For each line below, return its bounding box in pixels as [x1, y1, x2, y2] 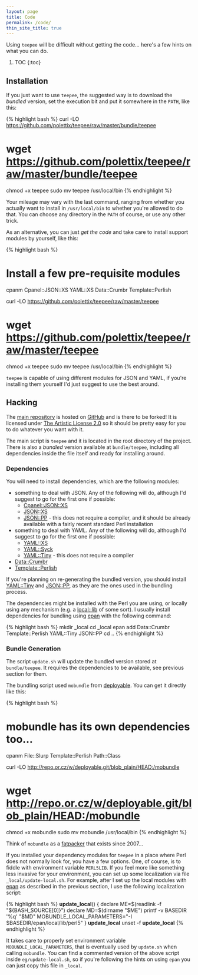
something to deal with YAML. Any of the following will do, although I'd [14, 527, 187, 534]
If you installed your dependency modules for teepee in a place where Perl [6, 852, 186, 859]
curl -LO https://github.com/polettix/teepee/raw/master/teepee [6, 298, 159, 305]
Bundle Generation [6, 645, 61, 653]
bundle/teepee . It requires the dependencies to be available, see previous [6, 664, 184, 672]
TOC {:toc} [14, 59, 41, 66]
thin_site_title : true [6, 25, 62, 31]
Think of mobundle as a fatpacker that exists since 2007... [6, 840, 143, 847]
